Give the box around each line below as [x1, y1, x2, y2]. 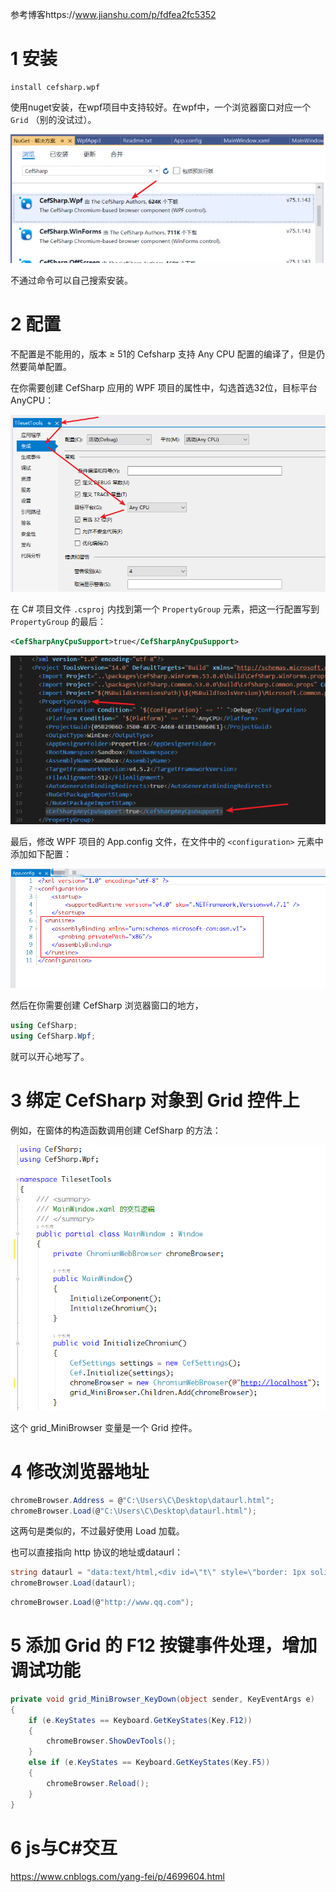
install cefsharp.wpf [10, 82, 101, 92]
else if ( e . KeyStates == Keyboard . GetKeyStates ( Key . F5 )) [28, 1758, 271, 1768]
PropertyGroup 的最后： [10, 616, 107, 628]
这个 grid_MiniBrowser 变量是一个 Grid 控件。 [10, 1421, 198, 1433]
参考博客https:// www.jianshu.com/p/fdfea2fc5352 [10, 9, 217, 20]
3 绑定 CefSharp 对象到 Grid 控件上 [10, 1089, 300, 1112]
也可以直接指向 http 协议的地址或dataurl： [10, 1546, 183, 1558]
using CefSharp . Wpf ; [10, 1031, 97, 1041]
